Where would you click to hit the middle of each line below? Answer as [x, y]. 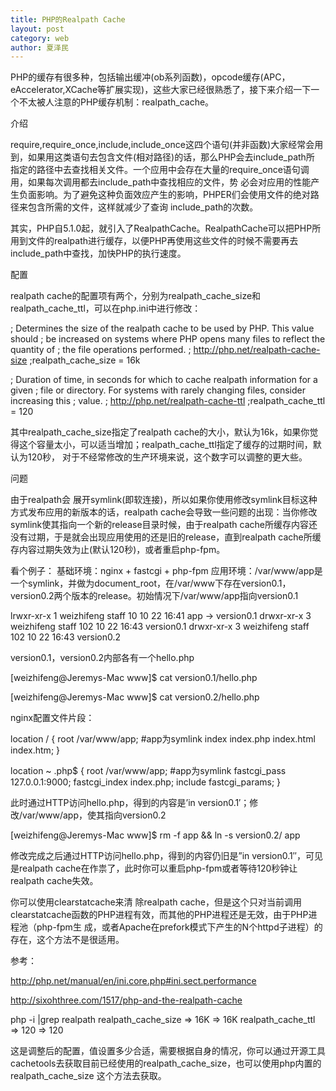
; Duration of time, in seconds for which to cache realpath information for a [164, 380]
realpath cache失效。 [54, 881]
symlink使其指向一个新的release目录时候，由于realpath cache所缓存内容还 [164, 525]
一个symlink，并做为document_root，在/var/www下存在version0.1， [151, 583]
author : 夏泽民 [39, 47]
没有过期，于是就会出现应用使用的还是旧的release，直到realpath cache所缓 [166, 537]
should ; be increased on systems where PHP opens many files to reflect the [168, 339]
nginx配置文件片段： [52, 718]
